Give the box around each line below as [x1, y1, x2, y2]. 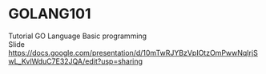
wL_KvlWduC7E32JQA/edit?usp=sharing [8, 56, 143, 66]
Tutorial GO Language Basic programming [8, 31, 147, 41]
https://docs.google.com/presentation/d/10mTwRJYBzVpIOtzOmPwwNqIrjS [8, 48, 258, 57]
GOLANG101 [8, 5, 91, 23]
